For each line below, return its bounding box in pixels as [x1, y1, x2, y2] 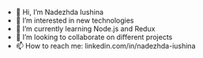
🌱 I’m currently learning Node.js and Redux [15, 24, 156, 33]
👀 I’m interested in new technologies [15, 16, 134, 25]
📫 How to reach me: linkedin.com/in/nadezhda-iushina [15, 42, 196, 50]
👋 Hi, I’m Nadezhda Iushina [15, 8, 104, 16]
